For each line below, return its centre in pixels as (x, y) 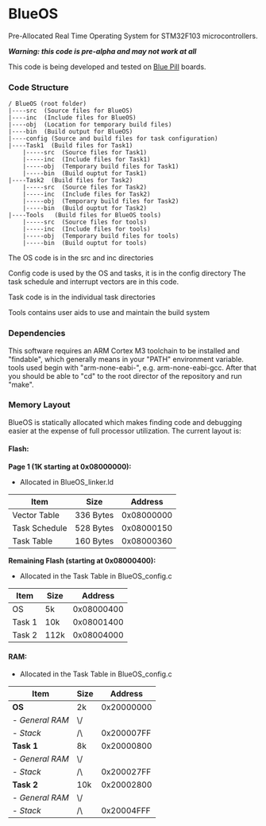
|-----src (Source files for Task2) (85, 188)
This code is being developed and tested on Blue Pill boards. (107, 66)
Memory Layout (39, 405)
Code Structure (39, 87)
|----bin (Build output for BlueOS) (71, 132)
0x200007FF (126, 733)
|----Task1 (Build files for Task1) (71, 146)
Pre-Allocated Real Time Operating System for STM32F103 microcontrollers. (133, 36)
